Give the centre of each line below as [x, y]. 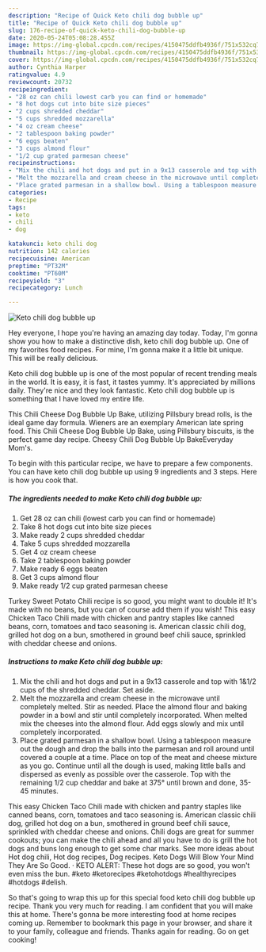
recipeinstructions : [42, 163]
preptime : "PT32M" [38, 266]
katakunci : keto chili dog [53, 244]
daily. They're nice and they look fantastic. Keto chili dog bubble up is [122, 390]
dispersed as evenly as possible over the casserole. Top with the [125, 774]
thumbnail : [26, 52]
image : [19, 45]
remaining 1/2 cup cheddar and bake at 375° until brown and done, [129, 783]
